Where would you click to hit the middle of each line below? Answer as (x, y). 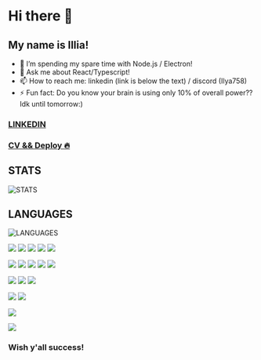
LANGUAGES (40, 215)
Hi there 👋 (40, 16)
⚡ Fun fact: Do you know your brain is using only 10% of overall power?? (136, 93)
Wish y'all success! (46, 347)
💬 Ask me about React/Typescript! (75, 72)
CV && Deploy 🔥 (39, 145)
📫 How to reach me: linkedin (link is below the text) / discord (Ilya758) (133, 81)
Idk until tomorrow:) (51, 104)
